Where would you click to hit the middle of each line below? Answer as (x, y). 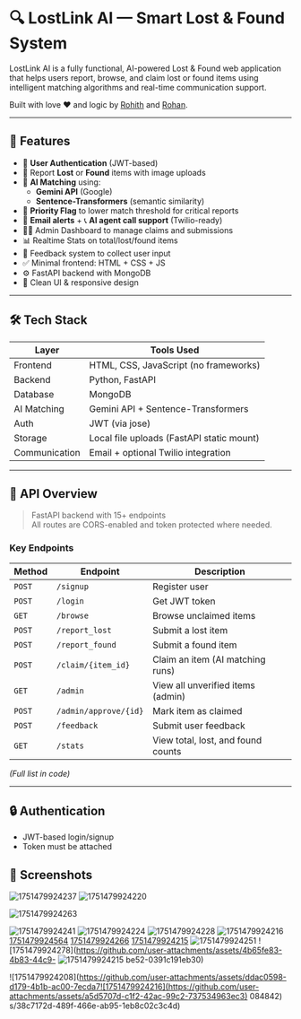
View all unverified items (203, 685)
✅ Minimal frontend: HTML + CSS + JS (94, 263)
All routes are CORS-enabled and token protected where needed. (152, 525)
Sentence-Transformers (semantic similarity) (120, 201)
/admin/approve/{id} (100, 711)
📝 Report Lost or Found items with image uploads (114, 172)
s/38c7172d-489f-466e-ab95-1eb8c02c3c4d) (95, 1006)
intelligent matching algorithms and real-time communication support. (138, 87)
